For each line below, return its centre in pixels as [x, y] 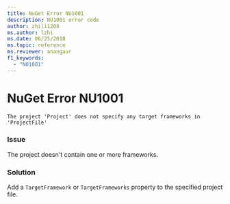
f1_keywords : [26, 58]
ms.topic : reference [37, 45]
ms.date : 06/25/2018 [37, 39]
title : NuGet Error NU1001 [46, 13]
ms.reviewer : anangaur [39, 52]
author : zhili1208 [33, 26]
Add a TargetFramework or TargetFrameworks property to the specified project [115, 187]
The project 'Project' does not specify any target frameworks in [104, 116]
